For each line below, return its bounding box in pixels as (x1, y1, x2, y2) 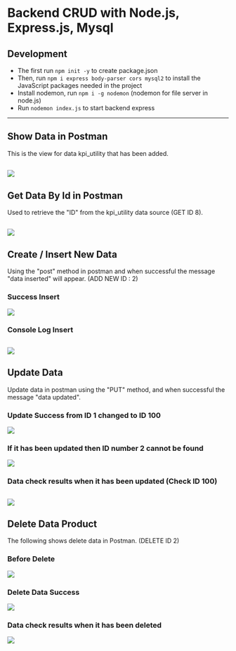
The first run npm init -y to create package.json (17, 67, 158, 74)
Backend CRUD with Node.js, (7, 5, 180, 21)
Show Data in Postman (7, 131, 108, 143)
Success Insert (7, 292, 60, 302)
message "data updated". (7, 393, 81, 401)
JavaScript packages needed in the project (17, 81, 143, 89)
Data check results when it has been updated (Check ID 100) (7, 476, 218, 486)
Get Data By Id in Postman (7, 190, 123, 202)
